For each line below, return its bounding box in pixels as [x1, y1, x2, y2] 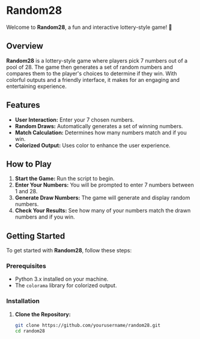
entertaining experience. [6, 82, 67, 90]
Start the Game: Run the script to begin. [14, 175, 115, 182]
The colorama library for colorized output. [14, 282, 117, 289]
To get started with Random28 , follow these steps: [6, 247, 132, 254]
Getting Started [6, 231, 65, 241]
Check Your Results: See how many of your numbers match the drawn [14, 207, 191, 214]
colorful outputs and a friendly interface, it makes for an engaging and [6, 76, 180, 83]
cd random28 [14, 328, 45, 334]
